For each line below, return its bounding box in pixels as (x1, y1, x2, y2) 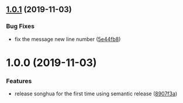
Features (6, 77, 32, 85)
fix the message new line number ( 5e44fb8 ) (14, 35, 121, 43)
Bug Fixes (6, 22, 35, 30)
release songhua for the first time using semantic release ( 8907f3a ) (14, 90, 178, 97)
